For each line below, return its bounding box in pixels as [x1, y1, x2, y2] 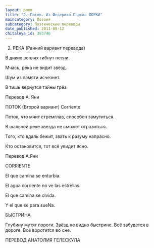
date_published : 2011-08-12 [5, 26, 65, 31]
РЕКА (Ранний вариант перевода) [12, 45, 86, 51]
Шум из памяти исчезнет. [5, 75, 61, 80]
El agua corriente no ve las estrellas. [5, 183, 81, 188]
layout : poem [5, 7, 33, 13]
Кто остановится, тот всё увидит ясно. [5, 143, 88, 149]
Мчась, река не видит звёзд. [5, 64, 67, 70]
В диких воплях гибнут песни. [5, 55, 70, 61]
